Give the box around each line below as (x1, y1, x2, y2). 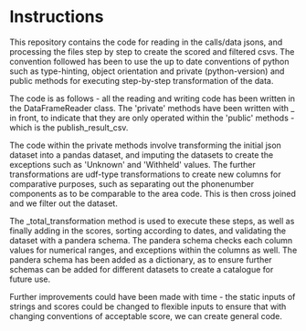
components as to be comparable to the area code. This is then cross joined (9, 188, 297, 199)
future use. (9, 274, 51, 284)
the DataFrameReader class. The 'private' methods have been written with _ (9, 102, 295, 113)
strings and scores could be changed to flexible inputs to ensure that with (9, 301, 287, 312)
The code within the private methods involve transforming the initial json (9, 140, 281, 150)
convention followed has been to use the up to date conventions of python (9, 56, 290, 67)
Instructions (9, 6, 104, 27)
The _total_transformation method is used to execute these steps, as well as (9, 215, 295, 226)
